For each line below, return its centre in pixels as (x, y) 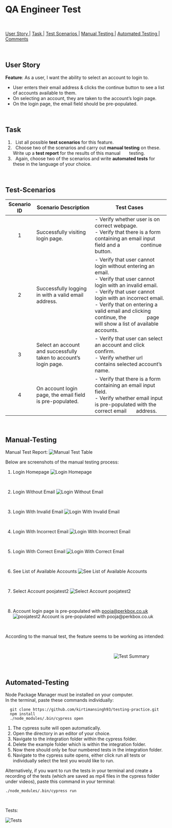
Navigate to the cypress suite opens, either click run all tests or (79, 755)
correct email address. (126, 411)
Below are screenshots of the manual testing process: (62, 462)
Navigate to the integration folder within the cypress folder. (75, 739)
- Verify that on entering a (126, 305)
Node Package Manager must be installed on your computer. (69, 695)
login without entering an (124, 266)
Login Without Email (34, 492)
